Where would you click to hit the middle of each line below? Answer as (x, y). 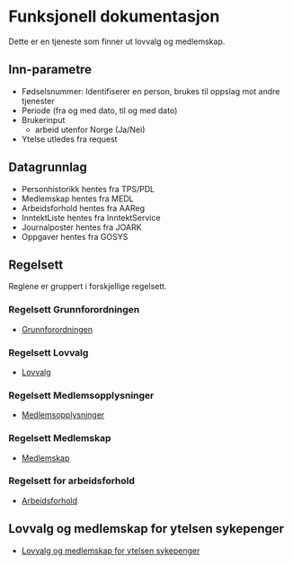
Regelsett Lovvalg (49, 352)
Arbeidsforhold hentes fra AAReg (83, 207)
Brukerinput (43, 119)
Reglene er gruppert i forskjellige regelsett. (88, 287)
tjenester (38, 101)
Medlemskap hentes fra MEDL (77, 199)
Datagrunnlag (48, 168)
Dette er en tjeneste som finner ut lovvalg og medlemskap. (117, 41)
